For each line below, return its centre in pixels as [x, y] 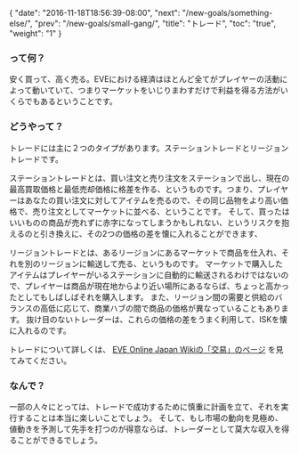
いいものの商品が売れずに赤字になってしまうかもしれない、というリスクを [145, 223]
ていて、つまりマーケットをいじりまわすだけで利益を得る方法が [164, 90]
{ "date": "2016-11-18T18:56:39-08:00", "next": [95, 13]
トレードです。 [36, 158]
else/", [21, 23]
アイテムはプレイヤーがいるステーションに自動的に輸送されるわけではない [145, 274]
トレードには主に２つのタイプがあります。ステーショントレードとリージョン [149, 148]
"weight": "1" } [36, 33]
